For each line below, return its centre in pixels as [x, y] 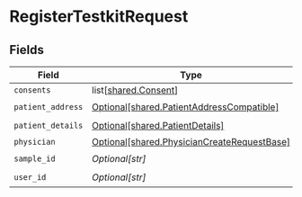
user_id [30, 177]
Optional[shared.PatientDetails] [158, 125]
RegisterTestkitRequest [99, 17]
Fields [27, 50]
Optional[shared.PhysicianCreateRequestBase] [191, 142]
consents [32, 90]
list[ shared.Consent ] [134, 90]
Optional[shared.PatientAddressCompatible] [185, 107]
